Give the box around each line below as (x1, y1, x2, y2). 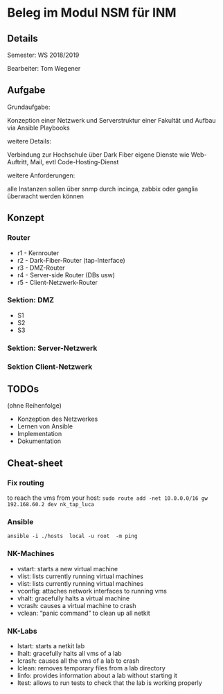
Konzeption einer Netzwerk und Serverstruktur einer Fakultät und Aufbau (7, 116, 216, 124)
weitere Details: (7, 137, 52, 145)
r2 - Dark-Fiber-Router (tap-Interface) (17, 256, 126, 264)
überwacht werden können (7, 192, 84, 200)
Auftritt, (7, 157, 29, 166)
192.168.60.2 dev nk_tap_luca (7, 501, 95, 508)
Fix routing (7, 478, 44, 487)
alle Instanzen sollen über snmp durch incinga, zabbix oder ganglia (7, 184, 199, 193)
